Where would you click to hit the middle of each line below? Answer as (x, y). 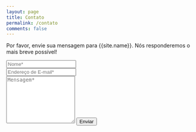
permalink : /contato (32, 23)
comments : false (27, 28)
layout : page (23, 12)
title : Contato (25, 17)
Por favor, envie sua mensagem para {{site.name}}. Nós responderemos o (98, 46)
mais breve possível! (32, 52)
